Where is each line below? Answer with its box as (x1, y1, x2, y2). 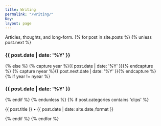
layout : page (5, 21, 32, 26)
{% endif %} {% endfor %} (5, 116, 59, 122)
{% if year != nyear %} (5, 73, 50, 79)
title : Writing (5, 7, 36, 12)
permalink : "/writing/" (5, 12, 54, 17)
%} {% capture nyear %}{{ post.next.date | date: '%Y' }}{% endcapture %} (5, 68, 157, 74)
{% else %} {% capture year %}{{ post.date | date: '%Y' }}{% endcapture (5, 63, 153, 69)
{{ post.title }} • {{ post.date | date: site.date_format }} (5, 106, 114, 112)
